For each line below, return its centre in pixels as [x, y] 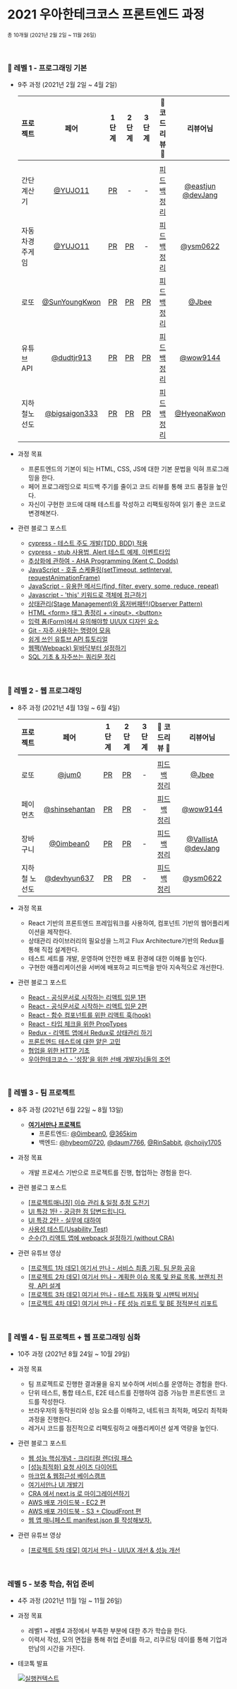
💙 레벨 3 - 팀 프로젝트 [41, 1093]
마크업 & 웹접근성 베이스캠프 [67, 1476]
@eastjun [200, 186]
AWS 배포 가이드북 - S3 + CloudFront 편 [85, 1511]
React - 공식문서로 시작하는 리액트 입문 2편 [87, 1006]
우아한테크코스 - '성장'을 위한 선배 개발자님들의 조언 [99, 1059]
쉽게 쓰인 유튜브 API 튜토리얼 [68, 639]
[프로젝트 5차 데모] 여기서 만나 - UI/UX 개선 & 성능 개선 [104, 1550]
